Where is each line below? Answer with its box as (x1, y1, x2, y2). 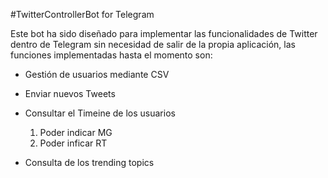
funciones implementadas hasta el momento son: (10, 49, 213, 61)
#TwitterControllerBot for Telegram (10, 9, 155, 20)
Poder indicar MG (39, 127, 113, 138)
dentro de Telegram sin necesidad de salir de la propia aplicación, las (10, 39, 296, 50)
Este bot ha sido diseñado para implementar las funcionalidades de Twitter (10, 28, 318, 39)
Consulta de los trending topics (24, 157, 155, 168)
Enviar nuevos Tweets (24, 88, 116, 99)
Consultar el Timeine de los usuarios (24, 107, 176, 119)
